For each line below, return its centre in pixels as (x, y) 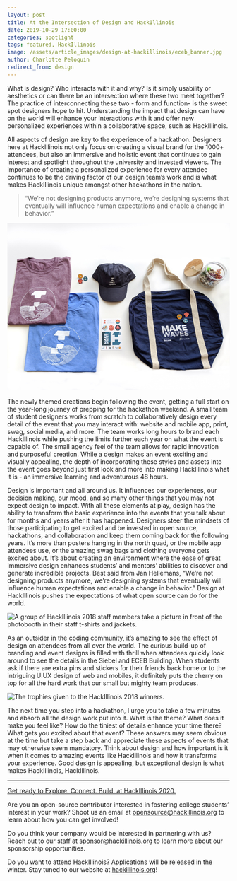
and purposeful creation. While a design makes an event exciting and (108, 454)
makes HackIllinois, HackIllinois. (54, 770)
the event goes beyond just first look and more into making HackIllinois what (118, 469)
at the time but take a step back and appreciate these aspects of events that (118, 740)
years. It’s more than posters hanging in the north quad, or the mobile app (114, 543)
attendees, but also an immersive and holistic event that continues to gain (114, 154)
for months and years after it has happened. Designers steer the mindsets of (119, 520)
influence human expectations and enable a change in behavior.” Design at (116, 588)
